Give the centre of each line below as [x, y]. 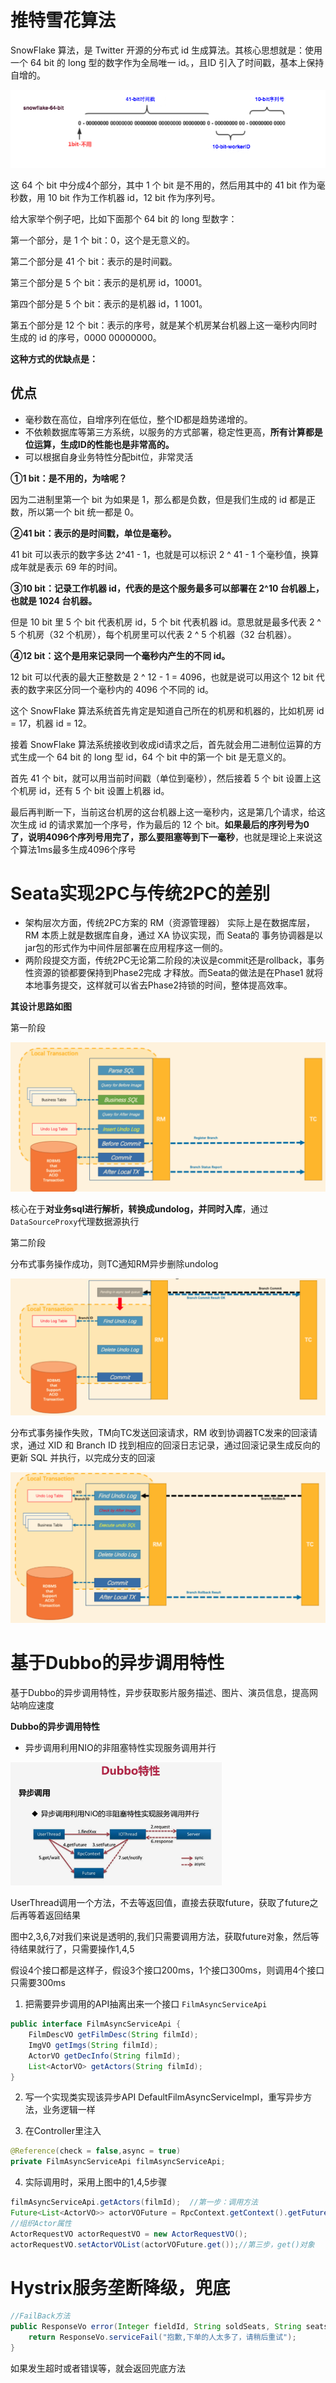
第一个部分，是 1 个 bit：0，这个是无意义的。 [102, 240]
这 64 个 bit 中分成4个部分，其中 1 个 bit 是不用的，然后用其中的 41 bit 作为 [163, 185]
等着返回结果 [54, 1915]
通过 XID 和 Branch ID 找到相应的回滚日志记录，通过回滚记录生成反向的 [174, 1445]
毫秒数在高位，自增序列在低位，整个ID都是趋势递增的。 [138, 419]
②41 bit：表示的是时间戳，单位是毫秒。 [93, 533]
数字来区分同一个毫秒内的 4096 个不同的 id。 [121, 689]
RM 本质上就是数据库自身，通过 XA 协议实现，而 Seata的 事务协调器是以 [174, 935]
